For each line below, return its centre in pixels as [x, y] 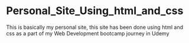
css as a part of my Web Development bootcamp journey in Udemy [88, 33]
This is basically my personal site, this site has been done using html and [95, 27]
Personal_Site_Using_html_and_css [95, 11]
